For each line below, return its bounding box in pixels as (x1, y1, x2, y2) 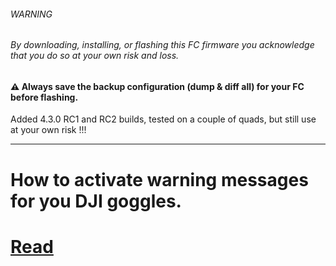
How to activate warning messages (10, 168, 309, 191)
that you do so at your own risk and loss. (10, 50, 180, 62)
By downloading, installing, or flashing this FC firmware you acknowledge (10, 39, 315, 51)
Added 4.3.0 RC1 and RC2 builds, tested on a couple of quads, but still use (10, 113, 317, 125)
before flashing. (10, 91, 79, 103)
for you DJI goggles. (10, 190, 182, 212)
